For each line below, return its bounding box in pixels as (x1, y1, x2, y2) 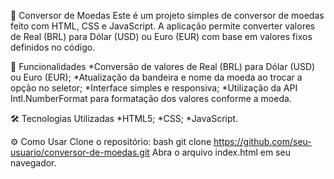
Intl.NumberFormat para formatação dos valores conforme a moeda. (10, 93, 292, 104)
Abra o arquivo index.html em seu (151, 146, 291, 158)
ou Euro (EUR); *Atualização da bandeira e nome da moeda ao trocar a (10, 71, 303, 83)
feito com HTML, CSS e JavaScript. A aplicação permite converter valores (10, 20, 316, 32)
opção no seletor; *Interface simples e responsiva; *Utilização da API (10, 82, 298, 94)
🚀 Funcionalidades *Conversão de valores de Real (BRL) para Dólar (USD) (10, 61, 316, 72)
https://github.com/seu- (213, 136, 312, 147)
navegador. (10, 157, 57, 169)
